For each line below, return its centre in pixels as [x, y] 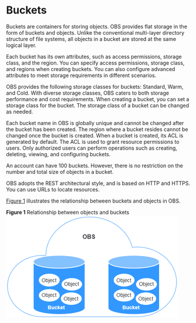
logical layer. [21, 45]
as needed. [20, 112]
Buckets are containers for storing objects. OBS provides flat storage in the [97, 26]
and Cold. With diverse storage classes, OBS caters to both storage [87, 93]
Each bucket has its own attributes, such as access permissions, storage [94, 56]
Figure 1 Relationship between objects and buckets [68, 212]
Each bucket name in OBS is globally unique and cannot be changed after [95, 123]
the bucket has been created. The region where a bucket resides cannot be [97, 129]
